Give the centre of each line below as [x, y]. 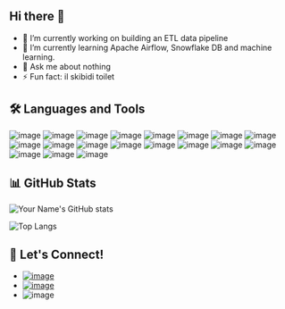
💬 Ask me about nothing [67, 66]
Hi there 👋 [37, 17]
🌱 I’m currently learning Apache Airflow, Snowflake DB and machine [147, 47]
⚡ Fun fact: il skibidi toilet [68, 76]
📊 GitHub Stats [53, 184]
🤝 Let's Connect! [57, 254]
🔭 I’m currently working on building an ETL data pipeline [125, 38]
